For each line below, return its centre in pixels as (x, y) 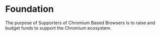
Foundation (30, 9)
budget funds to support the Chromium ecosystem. (58, 28)
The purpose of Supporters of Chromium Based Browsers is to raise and (80, 23)
